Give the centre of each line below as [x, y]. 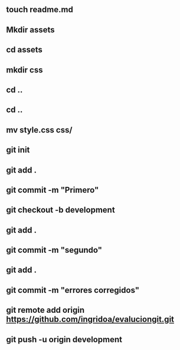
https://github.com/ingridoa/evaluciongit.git [90, 320]
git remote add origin [45, 310]
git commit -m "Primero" [53, 190]
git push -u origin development [64, 339]
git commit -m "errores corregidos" [73, 290]
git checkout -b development [60, 210]
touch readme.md [40, 10]
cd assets [24, 50]
